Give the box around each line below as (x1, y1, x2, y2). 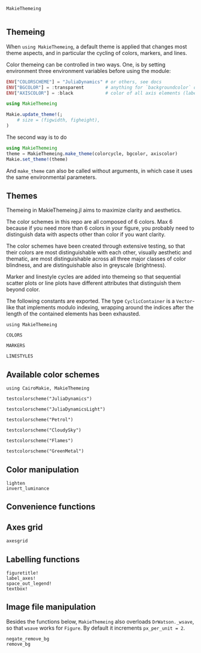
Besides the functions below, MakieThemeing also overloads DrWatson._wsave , (6, 618, 194, 625)
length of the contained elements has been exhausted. (6, 310, 141, 317)
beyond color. (6, 286, 40, 293)
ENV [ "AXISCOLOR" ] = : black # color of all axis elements (6, 90, 181, 96)
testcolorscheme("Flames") (6, 438, 74, 444)
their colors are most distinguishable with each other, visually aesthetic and (6, 249, 192, 256)
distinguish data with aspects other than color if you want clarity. (6, 231, 166, 238)
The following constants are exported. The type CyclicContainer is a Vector (6, 297, 193, 305)
